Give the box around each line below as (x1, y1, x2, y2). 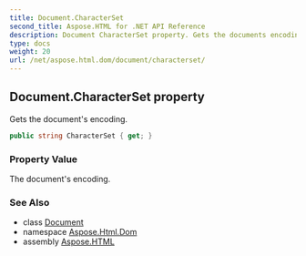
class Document (22, 217, 84, 228)
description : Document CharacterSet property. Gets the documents (9, 30, 267, 39)
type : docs (9, 38, 51, 48)
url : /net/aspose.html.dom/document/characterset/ (9, 56, 206, 65)
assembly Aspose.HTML (22, 236, 116, 247)
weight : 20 (9, 47, 51, 56)
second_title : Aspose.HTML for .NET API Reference (9, 22, 206, 31)
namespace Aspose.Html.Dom (22, 227, 138, 238)
